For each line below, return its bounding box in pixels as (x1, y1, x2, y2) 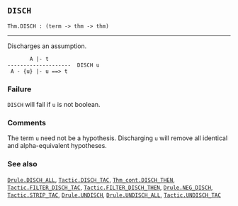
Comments (7, 118, 46, 128)
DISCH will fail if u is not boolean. (7, 101, 101, 109)
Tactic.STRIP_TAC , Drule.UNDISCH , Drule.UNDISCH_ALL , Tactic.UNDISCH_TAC (7, 190, 222, 199)
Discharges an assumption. (7, 42, 87, 50)
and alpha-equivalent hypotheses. (7, 142, 108, 150)
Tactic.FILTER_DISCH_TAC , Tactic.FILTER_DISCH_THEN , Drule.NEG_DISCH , (7, 183, 213, 191)
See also (7, 159, 38, 169)
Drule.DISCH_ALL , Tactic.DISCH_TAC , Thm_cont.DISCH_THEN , (7, 175, 175, 183)
